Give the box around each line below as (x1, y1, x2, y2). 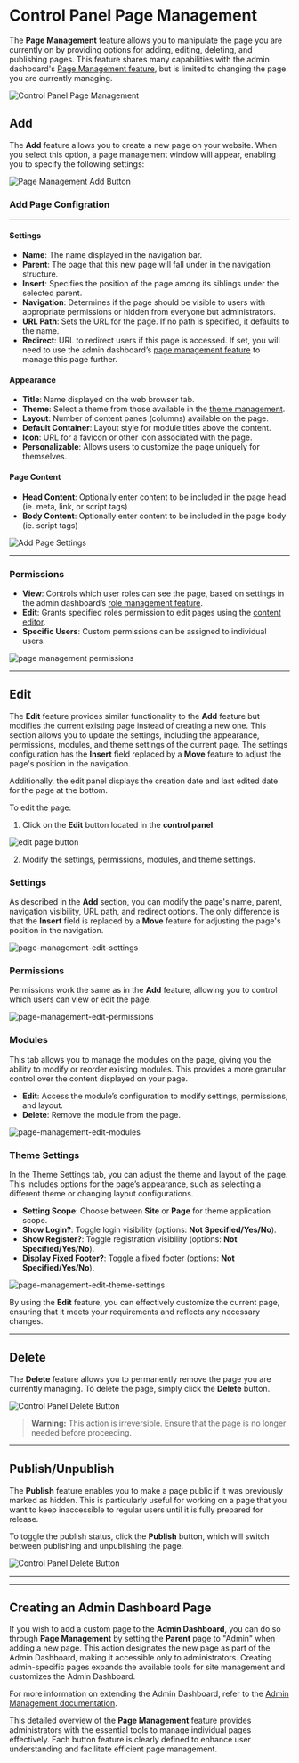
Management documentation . (9, 1698, 117, 1709)
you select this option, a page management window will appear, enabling (9, 149, 277, 160)
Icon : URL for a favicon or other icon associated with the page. (21, 432, 253, 443)
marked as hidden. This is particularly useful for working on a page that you (9, 1494, 287, 1505)
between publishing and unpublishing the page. (9, 1540, 184, 1551)
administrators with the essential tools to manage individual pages (9, 1725, 252, 1735)
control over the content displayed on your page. (9, 1072, 189, 1084)
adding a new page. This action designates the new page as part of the (9, 1643, 271, 1653)
